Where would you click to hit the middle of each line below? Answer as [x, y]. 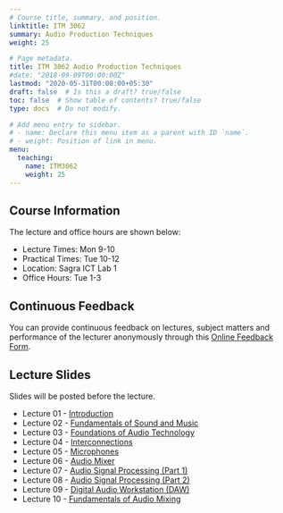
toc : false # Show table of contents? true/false [105, 100]
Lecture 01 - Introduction [68, 413]
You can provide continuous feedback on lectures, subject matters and [140, 328]
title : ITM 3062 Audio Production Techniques [95, 67]
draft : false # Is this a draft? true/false [95, 92]
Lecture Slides [50, 375]
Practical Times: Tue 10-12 [71, 259]
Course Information [65, 210]
